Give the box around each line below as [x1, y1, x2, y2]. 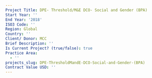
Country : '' [5, 31, 31, 36]
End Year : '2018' [5, 17, 42, 22]
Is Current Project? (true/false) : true [5, 46, 93, 51]
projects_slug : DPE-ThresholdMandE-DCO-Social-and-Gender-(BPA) [5, 60, 145, 65]
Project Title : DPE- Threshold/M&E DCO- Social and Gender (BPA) [5, 7, 147, 13]
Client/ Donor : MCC [5, 36, 47, 42]
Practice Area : [5, 50, 38, 55]
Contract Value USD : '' [5, 65, 56, 70]
